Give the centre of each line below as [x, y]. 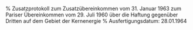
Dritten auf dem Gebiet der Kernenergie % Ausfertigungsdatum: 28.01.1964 [96, 21]
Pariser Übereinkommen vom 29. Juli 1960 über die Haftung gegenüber [92, 15]
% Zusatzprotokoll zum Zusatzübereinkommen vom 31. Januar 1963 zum [93, 9]
